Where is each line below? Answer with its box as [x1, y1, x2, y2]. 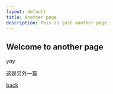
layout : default [6, 8, 46, 15]
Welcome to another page [6, 42, 104, 52]
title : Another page [6, 14, 57, 20]
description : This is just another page [6, 20, 108, 26]
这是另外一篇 [6, 70, 37, 77]
